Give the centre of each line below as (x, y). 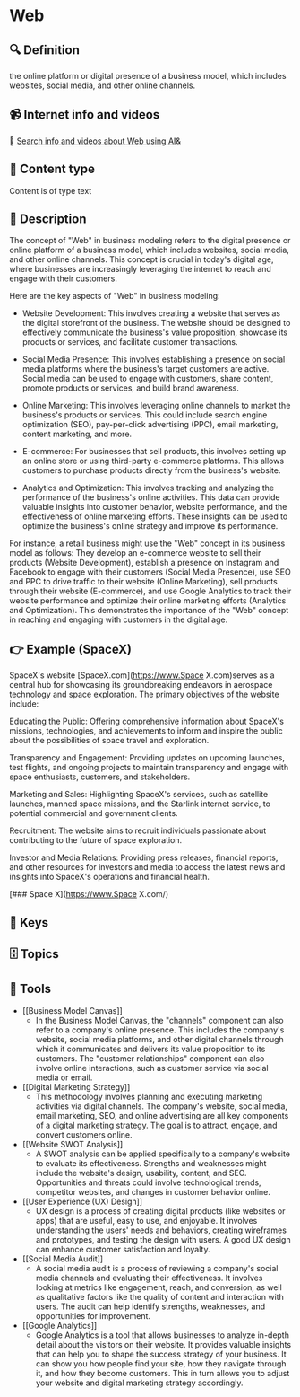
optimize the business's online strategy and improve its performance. (150, 526)
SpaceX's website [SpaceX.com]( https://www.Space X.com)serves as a (142, 675)
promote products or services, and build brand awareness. (130, 388)
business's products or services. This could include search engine (145, 415)
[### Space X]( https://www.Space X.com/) (89, 894)
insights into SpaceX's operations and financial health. (110, 877)
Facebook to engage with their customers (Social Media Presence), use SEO (150, 572)
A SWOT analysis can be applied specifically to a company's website (163, 1154)
